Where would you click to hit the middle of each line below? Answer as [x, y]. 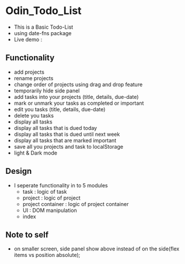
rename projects [34, 78]
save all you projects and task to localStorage [69, 146]
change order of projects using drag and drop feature [78, 84]
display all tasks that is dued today [55, 128]
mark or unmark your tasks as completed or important [79, 103]
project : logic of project [51, 198]
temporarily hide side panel [47, 90]
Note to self [27, 234]
